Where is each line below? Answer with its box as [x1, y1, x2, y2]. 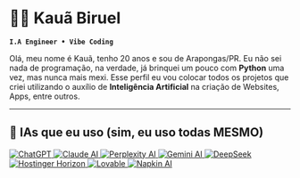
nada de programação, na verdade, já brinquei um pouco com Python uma [9, 62, 285, 73]
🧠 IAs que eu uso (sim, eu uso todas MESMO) [9, 125, 264, 141]
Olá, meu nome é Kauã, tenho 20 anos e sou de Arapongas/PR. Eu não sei [9, 53, 282, 63]
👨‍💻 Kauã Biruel [9, 8, 121, 28]
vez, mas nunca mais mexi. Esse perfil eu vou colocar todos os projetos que [9, 71, 289, 83]
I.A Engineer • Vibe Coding [9, 37, 114, 46]
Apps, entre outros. [9, 91, 80, 101]
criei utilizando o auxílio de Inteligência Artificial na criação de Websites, [9, 81, 279, 92]
